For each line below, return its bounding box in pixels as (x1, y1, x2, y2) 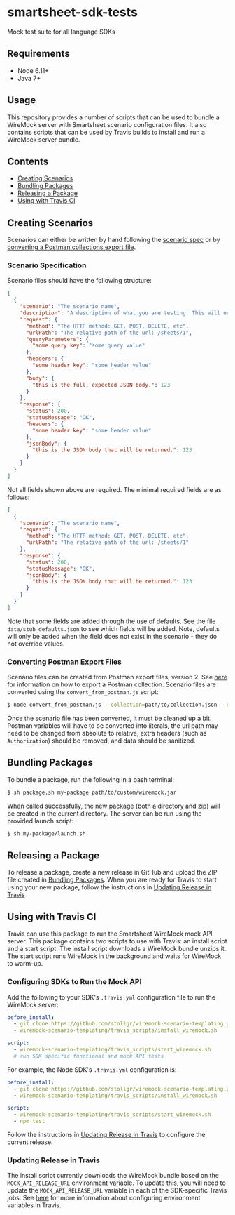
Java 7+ (17, 74, 41, 82)
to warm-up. (7, 960, 43, 968)
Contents (7, 155, 49, 167)
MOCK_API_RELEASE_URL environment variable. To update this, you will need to (7, 1179, 226, 1187)
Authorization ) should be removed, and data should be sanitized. (7, 736, 196, 745)
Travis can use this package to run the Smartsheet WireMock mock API (7, 929, 213, 938)
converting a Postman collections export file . (7, 243, 136, 251)
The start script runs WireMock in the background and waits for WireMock (7, 952, 222, 960)
